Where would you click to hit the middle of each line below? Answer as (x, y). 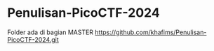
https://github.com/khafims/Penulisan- (151, 32)
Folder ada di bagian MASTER (50, 32)
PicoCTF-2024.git (33, 39)
